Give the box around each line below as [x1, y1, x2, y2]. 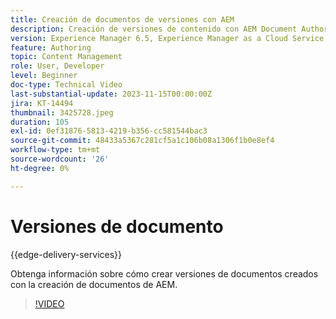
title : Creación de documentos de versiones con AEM [10, 14, 235, 25]
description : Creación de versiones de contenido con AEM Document [10, 24, 298, 34]
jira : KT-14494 [10, 98, 74, 108]
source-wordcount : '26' [10, 154, 110, 164]
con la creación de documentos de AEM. [10, 278, 178, 290]
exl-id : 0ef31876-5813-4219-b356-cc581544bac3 [10, 126, 208, 136]
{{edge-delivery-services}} [10, 248, 123, 260]
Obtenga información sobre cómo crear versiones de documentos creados [10, 267, 319, 280]
